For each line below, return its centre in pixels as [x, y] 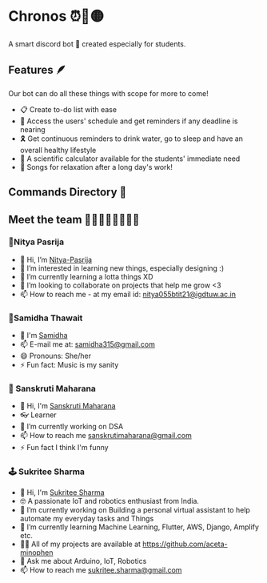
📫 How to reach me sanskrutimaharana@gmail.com [106, 436]
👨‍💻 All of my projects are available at [80, 544]
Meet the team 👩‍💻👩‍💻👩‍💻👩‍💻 [74, 219]
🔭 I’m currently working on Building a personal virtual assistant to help [135, 509]
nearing [32, 129]
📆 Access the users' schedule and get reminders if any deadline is [129, 121]
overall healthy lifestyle [58, 150]
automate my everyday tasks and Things [87, 518]
